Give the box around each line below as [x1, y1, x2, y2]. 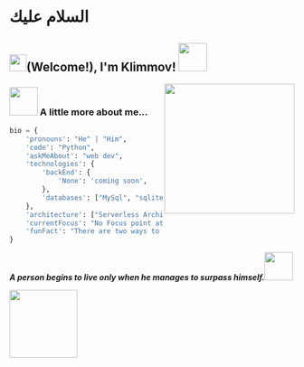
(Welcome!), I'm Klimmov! [26, 59, 176, 74]
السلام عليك [9, 6, 89, 27]
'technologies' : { [25, 160, 95, 169]
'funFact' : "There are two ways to [25, 227, 160, 236]
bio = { [9, 126, 39, 135]
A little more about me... [39, 106, 148, 118]
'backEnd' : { [42, 168, 91, 177]
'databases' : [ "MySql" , [42, 193, 131, 202]
